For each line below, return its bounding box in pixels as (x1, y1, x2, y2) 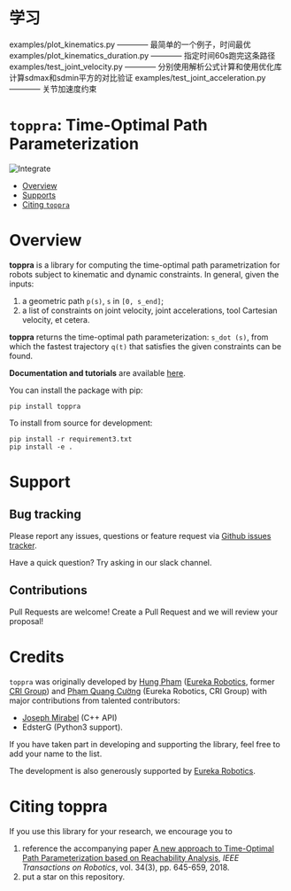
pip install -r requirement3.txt (9, 434, 133, 443)
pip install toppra (9, 402, 81, 410)
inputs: (9, 278, 34, 289)
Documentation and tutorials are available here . (9, 367, 186, 378)
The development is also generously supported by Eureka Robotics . (9, 765, 257, 776)
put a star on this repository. (21, 871, 126, 882)
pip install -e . (9, 442, 73, 451)
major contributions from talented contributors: (9, 695, 180, 706)
